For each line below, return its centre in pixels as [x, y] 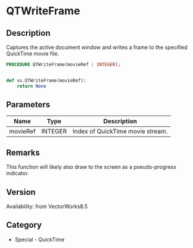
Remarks [23, 152]
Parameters [28, 105]
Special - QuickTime [39, 239]
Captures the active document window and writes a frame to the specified [97, 47]
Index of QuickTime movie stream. [120, 131]
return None [31, 86]
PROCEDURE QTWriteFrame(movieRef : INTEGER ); [63, 64]
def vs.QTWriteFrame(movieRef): [46, 80]
